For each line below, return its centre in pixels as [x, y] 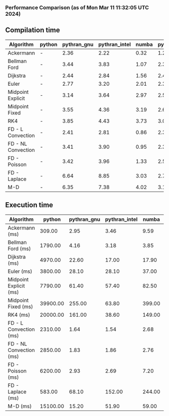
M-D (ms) [20, 406]
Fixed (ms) [21, 307]
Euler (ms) [20, 271]
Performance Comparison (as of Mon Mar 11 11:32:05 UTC [77, 8]
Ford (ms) [19, 249]
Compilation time [33, 30]
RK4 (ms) [19, 315]
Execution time [29, 205]
